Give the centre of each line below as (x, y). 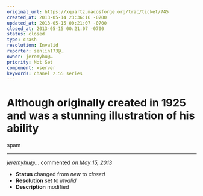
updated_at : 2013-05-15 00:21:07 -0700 (57, 23)
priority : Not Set (30, 62)
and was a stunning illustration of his (101, 116)
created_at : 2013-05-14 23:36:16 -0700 (57, 17)
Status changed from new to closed (60, 174)
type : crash (22, 40)
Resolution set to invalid (46, 180)
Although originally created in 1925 (96, 103)
